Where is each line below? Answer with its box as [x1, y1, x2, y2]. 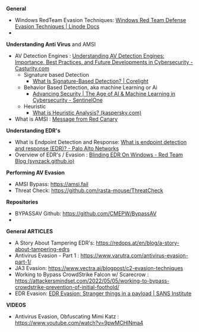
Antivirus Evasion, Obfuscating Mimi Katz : [14, 313, 119, 320]
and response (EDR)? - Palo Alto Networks [14, 145, 119, 152]
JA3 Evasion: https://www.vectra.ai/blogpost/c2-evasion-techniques [14, 265, 184, 271]
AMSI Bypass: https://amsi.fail [14, 181, 89, 187]
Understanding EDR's [6, 127, 61, 134]
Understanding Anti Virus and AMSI [6, 41, 96, 48]
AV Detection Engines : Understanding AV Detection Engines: [14, 52, 165, 59]
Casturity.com [14, 65, 49, 72]
